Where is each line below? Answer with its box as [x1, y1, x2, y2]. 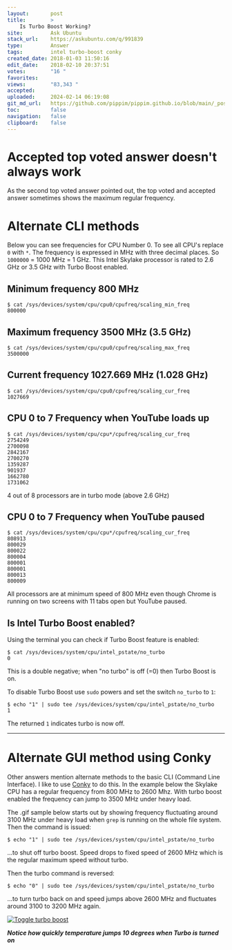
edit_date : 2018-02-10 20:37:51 [7, 61, 110, 68]
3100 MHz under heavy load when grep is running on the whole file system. [7, 816, 222, 824]
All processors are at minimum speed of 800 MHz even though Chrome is [7, 590, 217, 598]
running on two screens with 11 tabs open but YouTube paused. [7, 597, 187, 605]
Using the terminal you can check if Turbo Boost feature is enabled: [7, 636, 200, 644]
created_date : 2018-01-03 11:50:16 [7, 55, 110, 62]
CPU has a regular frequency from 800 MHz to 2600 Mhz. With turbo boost [7, 788, 222, 796]
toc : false [7, 106, 67, 113]
